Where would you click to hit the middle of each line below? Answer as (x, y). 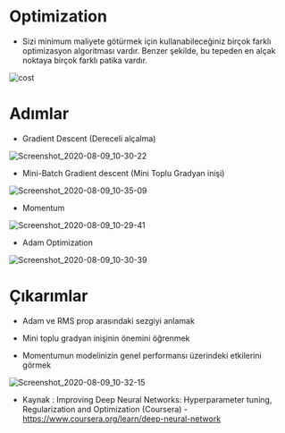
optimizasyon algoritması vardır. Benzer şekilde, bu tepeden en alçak (149, 50)
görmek (37, 365)
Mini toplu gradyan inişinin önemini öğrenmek (106, 338)
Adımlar (39, 114)
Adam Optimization (58, 242)
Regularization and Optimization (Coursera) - (105, 409)
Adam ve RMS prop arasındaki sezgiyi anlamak (108, 320)
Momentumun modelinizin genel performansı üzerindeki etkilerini (142, 355)
